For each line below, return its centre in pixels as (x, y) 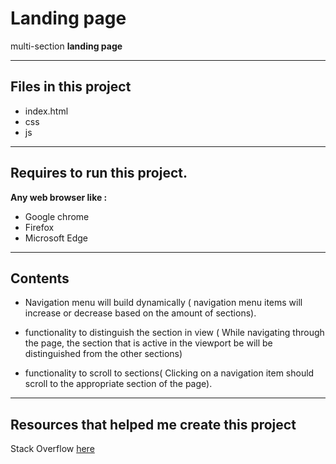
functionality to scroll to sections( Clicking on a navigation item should (169, 373)
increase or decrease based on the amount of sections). (140, 313)
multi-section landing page (66, 46)
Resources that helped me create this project (153, 424)
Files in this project (71, 87)
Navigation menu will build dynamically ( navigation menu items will (163, 303)
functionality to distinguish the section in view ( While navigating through (174, 333)
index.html (46, 111)
